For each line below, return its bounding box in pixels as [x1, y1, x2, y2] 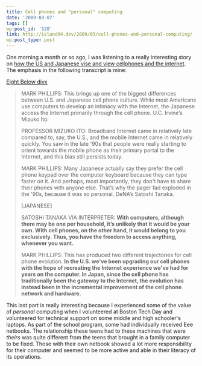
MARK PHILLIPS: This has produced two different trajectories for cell [21, 252, 192, 258]
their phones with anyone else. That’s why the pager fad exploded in [21, 184, 191, 191]
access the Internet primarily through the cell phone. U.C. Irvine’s [21, 109, 183, 116]
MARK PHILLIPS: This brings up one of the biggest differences [21, 90, 177, 97]
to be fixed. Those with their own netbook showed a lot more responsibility [6, 340, 192, 347]
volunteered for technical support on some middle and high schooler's [6, 315, 181, 321]
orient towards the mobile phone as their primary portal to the [21, 146, 175, 154]
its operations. [6, 353, 42, 360]
